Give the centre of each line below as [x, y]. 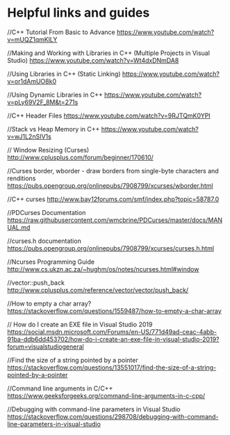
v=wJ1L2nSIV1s [30, 136]
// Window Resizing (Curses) [48, 150]
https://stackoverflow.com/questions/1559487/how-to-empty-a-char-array [115, 310]
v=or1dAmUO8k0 [32, 81]
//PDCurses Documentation [47, 212]
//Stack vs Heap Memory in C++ [54, 129]
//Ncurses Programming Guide [51, 262]
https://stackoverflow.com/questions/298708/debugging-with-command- [113, 416]
